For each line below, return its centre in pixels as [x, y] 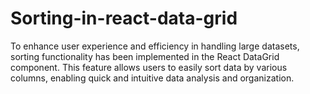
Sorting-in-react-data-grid [124, 18]
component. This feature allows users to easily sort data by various [149, 67]
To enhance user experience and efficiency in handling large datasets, [155, 46]
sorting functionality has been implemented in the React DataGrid [145, 56]
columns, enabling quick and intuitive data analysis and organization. [152, 78]
